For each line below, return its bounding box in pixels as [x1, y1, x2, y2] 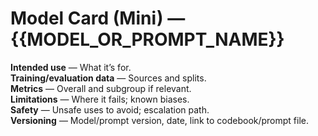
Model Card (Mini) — [10, 7, 186, 30]
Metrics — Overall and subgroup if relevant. [10, 82, 192, 94]
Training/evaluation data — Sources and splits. [10, 72, 207, 84]
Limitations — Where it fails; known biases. [10, 93, 190, 105]
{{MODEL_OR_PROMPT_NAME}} [10, 28, 285, 51]
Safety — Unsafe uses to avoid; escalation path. [10, 103, 210, 116]
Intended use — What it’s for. [10, 61, 132, 73]
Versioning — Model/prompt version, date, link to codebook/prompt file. [10, 114, 310, 126]
